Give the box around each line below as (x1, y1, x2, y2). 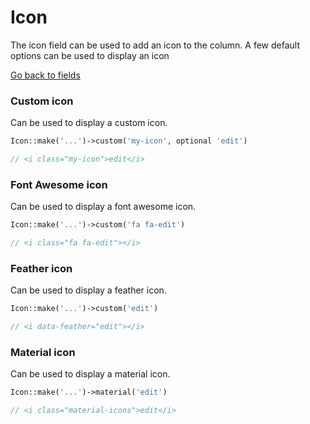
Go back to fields (10, 69, 81, 81)
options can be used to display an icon (10, 49, 170, 61)
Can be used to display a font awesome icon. (10, 201, 197, 213)
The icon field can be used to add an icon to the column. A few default (10, 39, 301, 51)
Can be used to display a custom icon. (10, 117, 168, 129)
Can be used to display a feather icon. (10, 284, 167, 296)
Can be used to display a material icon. (10, 368, 171, 380)
